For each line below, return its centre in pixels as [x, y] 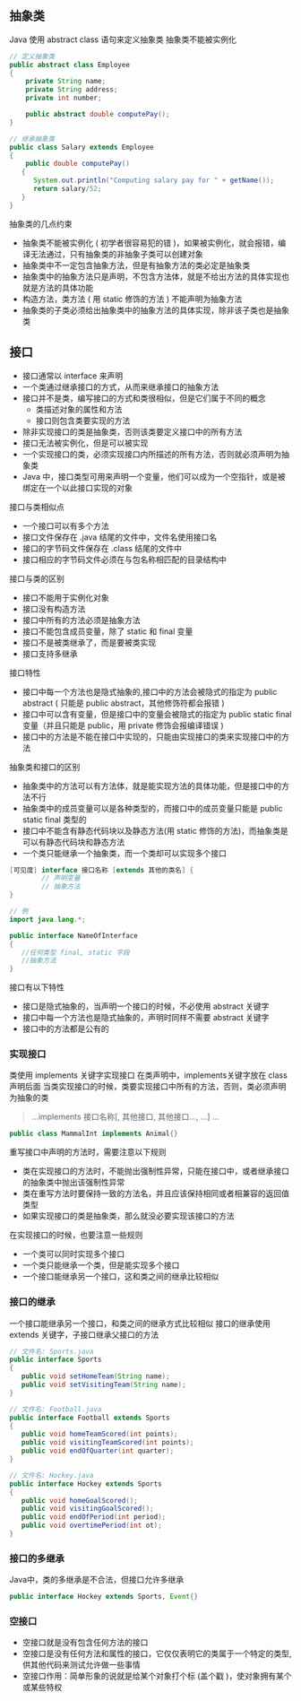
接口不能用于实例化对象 [65, 597]
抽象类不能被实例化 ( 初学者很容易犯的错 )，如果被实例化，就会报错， [150, 243]
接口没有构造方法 [54, 609]
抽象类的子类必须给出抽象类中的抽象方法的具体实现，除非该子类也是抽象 [155, 310]
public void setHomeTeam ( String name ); [95, 1376]
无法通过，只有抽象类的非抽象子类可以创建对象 [116, 254]
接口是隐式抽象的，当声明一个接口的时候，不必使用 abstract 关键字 [146, 1006]
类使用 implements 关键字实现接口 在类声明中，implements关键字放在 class [149, 1075]
